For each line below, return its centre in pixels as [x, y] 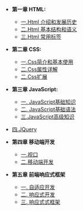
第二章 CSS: [26, 49]
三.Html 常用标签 [41, 37]
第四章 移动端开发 [33, 142]
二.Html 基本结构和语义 [49, 29]
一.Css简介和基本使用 [47, 62]
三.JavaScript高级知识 [47, 117]
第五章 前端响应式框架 [39, 175]
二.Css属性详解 [39, 69]
